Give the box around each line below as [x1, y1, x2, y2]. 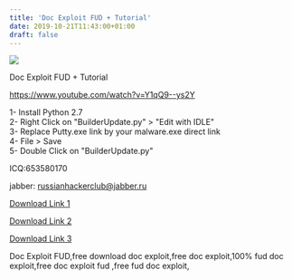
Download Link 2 [9, 216, 72, 227]
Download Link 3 [9, 233, 72, 245]
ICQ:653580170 [9, 163, 68, 174]
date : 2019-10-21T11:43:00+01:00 [9, 22, 136, 31]
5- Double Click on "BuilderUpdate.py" [9, 146, 154, 157]
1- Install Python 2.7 [9, 107, 83, 118]
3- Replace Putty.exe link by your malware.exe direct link [9, 126, 221, 137]
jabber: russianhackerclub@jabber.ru [9, 180, 147, 191]
